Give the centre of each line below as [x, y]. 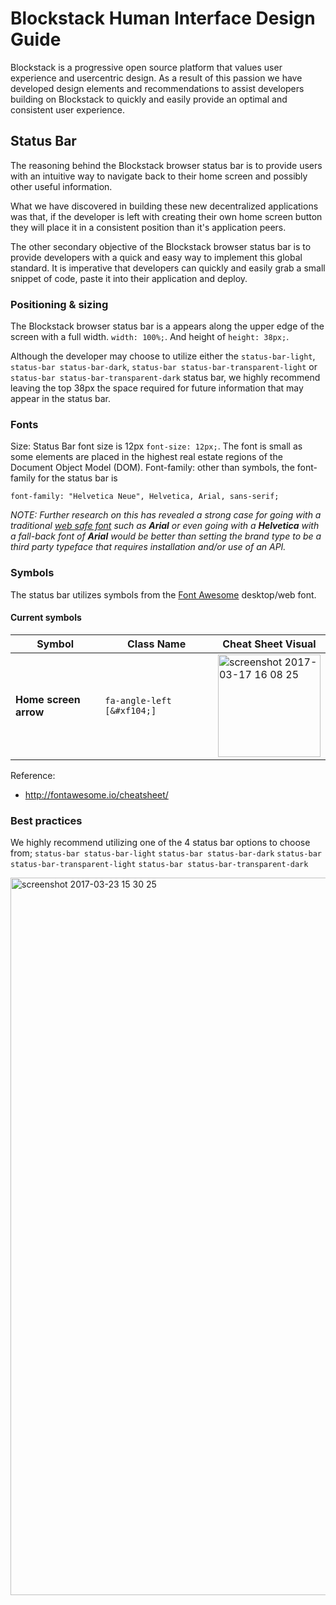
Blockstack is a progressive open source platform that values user [146, 67]
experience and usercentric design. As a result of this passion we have [156, 78]
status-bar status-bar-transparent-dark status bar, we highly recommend [165, 378]
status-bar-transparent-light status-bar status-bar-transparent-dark [159, 865]
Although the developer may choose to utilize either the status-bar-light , [163, 356]
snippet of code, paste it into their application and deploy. [129, 278]
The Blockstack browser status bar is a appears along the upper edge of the [167, 326]
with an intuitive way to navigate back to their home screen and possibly [159, 176]
